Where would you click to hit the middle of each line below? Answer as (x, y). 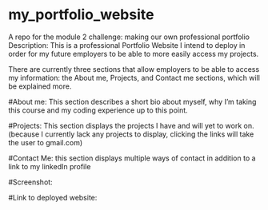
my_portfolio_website (81, 15)
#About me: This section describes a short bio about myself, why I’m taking (132, 101)
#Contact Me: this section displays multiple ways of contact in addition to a (132, 158)
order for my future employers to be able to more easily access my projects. (134, 53)
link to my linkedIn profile (50, 166)
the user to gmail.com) (46, 142)
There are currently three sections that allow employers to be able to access (134, 69)
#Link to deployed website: (53, 197)
